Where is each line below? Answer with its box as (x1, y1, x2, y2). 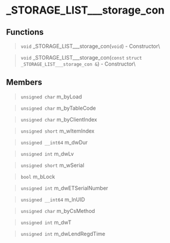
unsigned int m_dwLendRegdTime (20, 230, 106, 237)
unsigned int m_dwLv (20, 150, 74, 157)
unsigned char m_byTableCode (20, 104, 96, 111)
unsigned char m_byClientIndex (20, 116, 97, 123)
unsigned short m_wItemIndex (20, 127, 95, 134)
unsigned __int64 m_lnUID (20, 196, 86, 203)
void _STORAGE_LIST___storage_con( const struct (20, 54, 142, 61)
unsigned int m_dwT (20, 219, 72, 226)
